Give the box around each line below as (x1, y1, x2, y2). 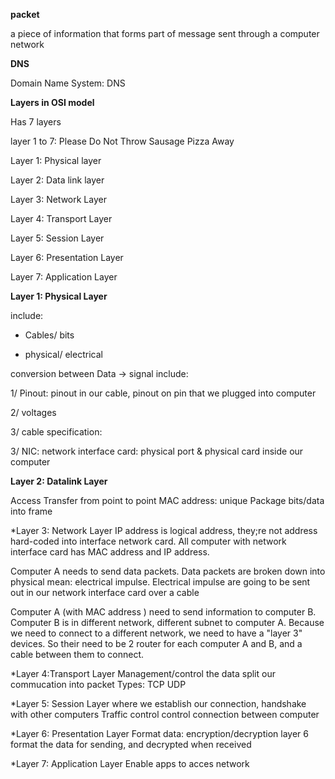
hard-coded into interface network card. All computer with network (10, 535, 287, 547)
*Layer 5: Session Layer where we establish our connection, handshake (10, 698, 307, 709)
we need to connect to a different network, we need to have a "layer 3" (10, 627, 303, 639)
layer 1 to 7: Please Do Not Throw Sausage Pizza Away (10, 135, 235, 147)
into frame (10, 505, 53, 517)
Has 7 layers (10, 116, 62, 128)
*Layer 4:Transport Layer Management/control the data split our (10, 668, 276, 679)
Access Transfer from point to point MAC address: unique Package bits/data (10, 495, 325, 506)
